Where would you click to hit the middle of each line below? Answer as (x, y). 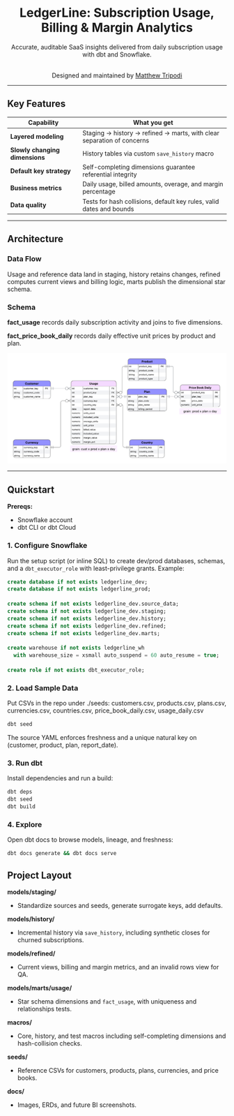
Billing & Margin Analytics (117, 28)
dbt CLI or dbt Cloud (47, 528)
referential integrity (110, 174)
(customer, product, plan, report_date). (63, 745)
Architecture (36, 239)
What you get (153, 123)
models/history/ (31, 919)
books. (27, 1078)
